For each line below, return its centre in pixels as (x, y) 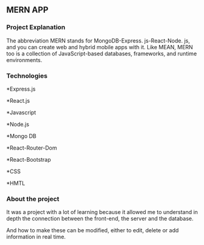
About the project (33, 199)
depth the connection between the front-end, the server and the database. (100, 219)
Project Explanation (36, 27)
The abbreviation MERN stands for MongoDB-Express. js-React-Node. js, (98, 40)
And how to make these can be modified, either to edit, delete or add (93, 230)
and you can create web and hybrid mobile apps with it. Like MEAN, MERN (100, 47)
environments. (24, 60)
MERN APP (27, 10)
